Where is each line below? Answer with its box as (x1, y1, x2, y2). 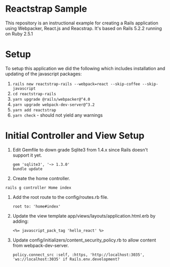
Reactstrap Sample (5, 3, 87, 15)
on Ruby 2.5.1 (5, 31, 33, 37)
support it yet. (12, 152, 42, 158)
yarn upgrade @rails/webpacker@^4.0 (12, 97, 90, 102)
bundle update (12, 166, 43, 171)
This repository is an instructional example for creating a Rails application (5, 20, 159, 26)
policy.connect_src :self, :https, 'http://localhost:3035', (12, 252, 145, 257)
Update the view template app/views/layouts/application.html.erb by (12, 213, 156, 219)
